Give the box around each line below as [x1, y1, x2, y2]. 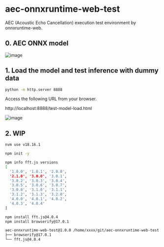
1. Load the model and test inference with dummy [5, 66, 159, 75]
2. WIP [5, 129, 26, 137]
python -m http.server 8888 [5, 87, 63, 92]
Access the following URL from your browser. [5, 96, 97, 102]
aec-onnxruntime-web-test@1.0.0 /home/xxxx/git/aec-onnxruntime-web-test [5, 228, 160, 233]
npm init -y [5, 151, 29, 156]
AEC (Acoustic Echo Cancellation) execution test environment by [5, 20, 137, 26]
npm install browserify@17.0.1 [5, 219, 69, 224]
